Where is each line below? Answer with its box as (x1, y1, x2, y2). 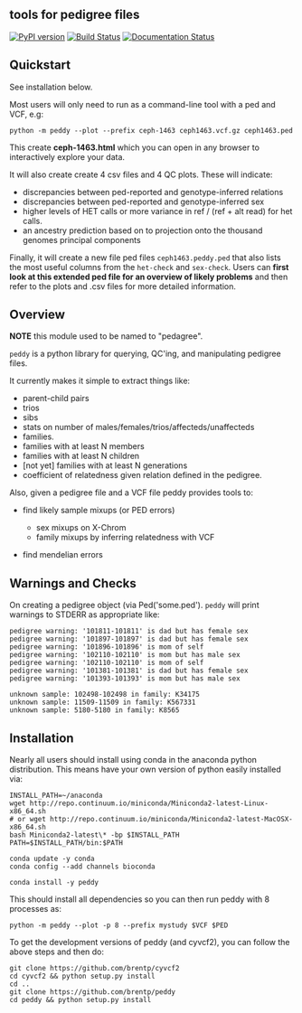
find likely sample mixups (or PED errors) (22, 505, 175, 516)
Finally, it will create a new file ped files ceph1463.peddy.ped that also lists (9, 252, 282, 263)
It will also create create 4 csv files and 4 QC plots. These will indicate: (9, 169, 273, 180)
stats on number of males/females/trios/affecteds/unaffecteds (22, 422, 255, 433)
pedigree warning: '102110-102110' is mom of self (9, 659, 204, 668)
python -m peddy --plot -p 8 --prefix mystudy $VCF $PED (9, 921, 229, 930)
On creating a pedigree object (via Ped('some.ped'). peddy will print (9, 600, 260, 611)
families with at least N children (22, 451, 140, 462)
